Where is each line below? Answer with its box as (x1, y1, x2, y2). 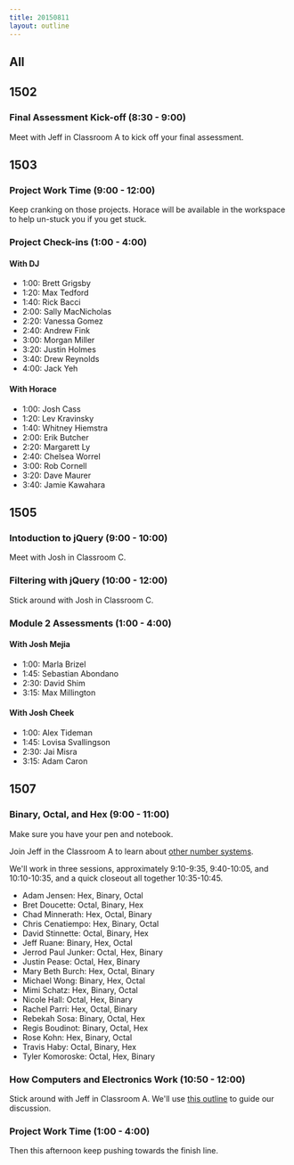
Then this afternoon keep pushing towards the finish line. (9, 1145, 218, 1156)
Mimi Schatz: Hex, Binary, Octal (21, 984, 138, 995)
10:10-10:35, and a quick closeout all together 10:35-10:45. (9, 873, 224, 883)
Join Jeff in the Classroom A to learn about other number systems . (9, 846, 254, 857)
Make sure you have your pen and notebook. (9, 828, 174, 839)
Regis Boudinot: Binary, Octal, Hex (21, 1022, 149, 1033)
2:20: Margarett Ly (21, 441, 91, 452)
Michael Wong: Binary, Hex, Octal (21, 975, 145, 986)
